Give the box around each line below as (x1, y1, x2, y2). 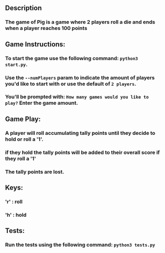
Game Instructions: (5, 40, 66, 48)
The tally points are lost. (5, 168, 65, 175)
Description (5, 4, 42, 12)
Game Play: (5, 115, 41, 123)
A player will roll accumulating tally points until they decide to (5, 129, 156, 136)
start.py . (5, 61, 28, 68)
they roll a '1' (5, 155, 36, 162)
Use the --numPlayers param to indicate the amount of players (5, 74, 155, 81)
